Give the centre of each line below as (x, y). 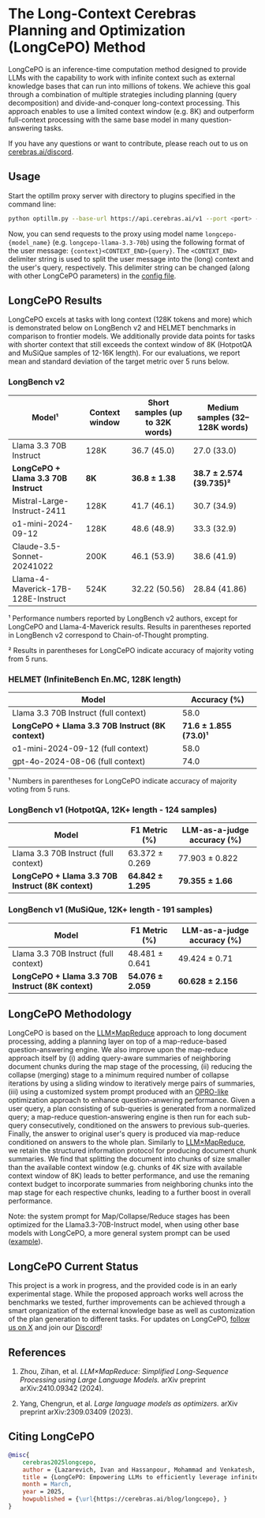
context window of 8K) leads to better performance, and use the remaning (129, 1176)
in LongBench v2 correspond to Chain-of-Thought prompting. (108, 635)
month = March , (47, 1484)
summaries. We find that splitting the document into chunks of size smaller (129, 1159)
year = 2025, (44, 1492)
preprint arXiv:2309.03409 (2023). (76, 1412)
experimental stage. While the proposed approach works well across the (126, 1294)
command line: (32, 204)
